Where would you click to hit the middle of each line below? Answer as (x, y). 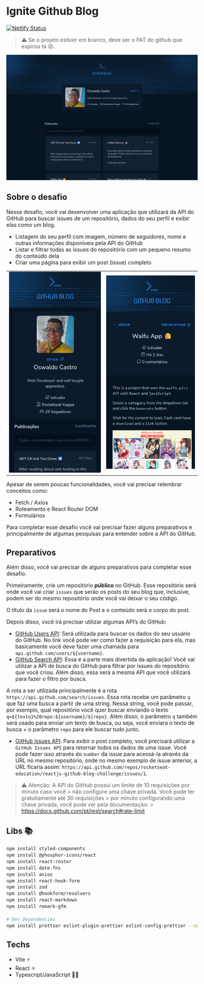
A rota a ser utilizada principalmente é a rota (62, 690)
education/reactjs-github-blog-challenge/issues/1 (80, 774)
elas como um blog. (31, 225)
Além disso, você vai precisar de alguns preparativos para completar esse (99, 567)
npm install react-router (39, 861)
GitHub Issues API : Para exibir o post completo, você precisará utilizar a (105, 741)
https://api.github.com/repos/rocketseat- (116, 768)
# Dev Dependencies (31, 919)
